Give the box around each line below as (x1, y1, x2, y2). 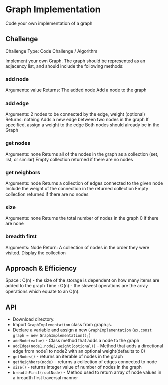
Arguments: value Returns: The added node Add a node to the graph (5, 87, 147, 93)
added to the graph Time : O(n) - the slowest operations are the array (5, 283, 148, 289)
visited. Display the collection (5, 250, 66, 256)
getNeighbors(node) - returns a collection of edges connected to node (12, 359, 157, 365)
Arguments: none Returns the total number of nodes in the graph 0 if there (5, 215, 159, 221)
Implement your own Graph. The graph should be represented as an (5, 58, 146, 64)
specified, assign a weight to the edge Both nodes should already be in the (5, 122, 160, 128)
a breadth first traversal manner (12, 375, 78, 381)
